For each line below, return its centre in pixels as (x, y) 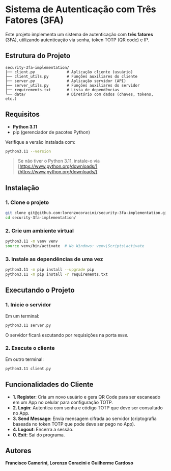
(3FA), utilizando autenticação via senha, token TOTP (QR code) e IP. (77, 40)
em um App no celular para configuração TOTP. (63, 402)
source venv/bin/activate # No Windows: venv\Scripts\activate (75, 246)
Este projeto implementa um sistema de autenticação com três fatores (79, 34)
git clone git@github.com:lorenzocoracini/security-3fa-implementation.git (87, 213)
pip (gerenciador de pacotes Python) (51, 132)
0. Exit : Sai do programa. (39, 435)
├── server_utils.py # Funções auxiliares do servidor (73, 85)
